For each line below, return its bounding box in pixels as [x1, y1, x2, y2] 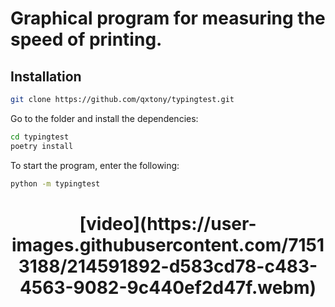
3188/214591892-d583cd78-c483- [18, 255, 318, 277]
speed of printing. [10, 28, 163, 51]
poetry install [10, 141, 74, 151]
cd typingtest [10, 132, 70, 142]
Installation [10, 68, 82, 85]
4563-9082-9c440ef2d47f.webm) [19, 276, 317, 299]
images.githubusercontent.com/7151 [11, 233, 325, 256]
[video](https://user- [79, 212, 257, 235]
